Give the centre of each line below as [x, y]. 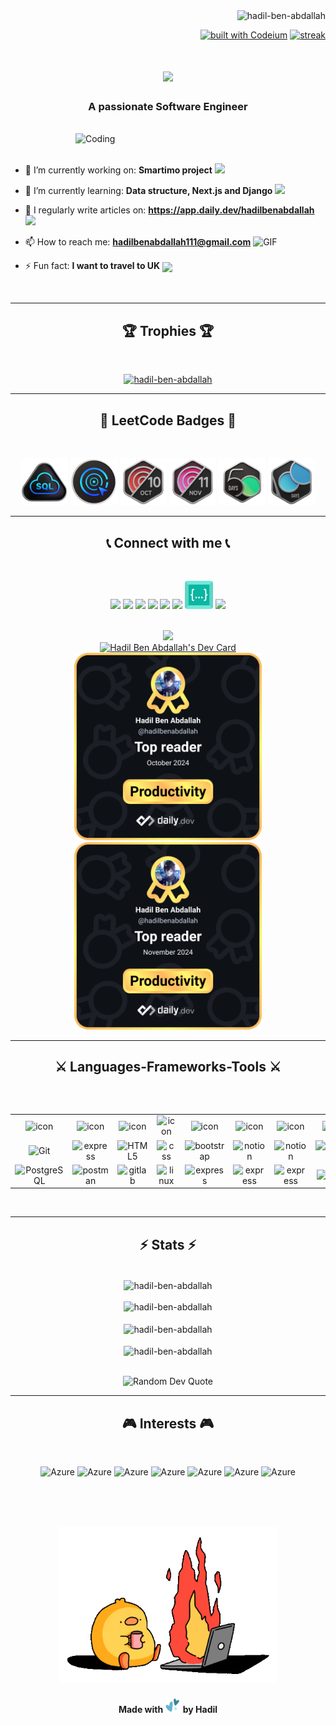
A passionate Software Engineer [168, 107]
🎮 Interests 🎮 [168, 1423]
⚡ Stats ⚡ [168, 1244]
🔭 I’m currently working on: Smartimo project [118, 170]
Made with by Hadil [168, 1709]
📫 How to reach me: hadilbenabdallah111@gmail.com [138, 242]
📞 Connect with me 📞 [168, 542]
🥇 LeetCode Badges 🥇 [168, 420]
